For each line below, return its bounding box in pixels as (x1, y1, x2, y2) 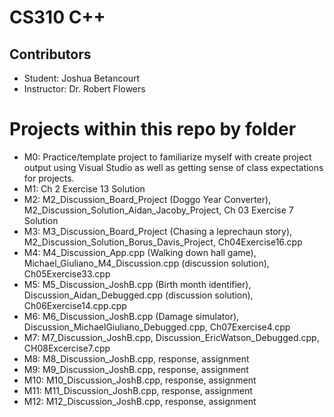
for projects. (23, 172, 75, 184)
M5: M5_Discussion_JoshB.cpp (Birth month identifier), (23, 278, 252, 290)
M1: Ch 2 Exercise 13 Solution (23, 182, 146, 195)
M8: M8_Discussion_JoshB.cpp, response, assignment (23, 352, 250, 365)
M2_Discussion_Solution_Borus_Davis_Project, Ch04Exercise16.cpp (23, 236, 303, 248)
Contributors (9, 46, 92, 63)
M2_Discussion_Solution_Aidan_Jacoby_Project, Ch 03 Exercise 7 (23, 204, 294, 216)
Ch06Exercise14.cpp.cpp (23, 299, 127, 311)
